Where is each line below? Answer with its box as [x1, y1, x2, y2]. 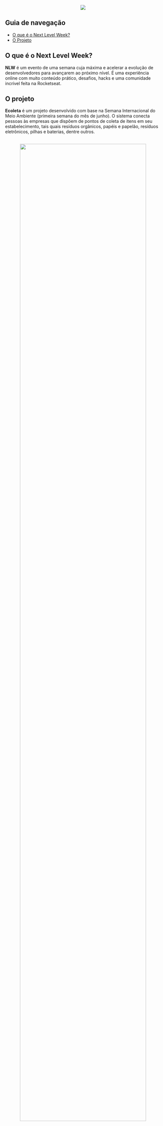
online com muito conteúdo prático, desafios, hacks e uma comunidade [5, 75, 151, 81]
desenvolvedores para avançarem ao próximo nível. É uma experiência [5, 70, 149, 76]
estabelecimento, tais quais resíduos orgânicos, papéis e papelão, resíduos [5, 124, 159, 130]
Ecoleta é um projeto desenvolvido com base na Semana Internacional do [5, 108, 156, 114]
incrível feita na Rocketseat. [5, 80, 62, 86]
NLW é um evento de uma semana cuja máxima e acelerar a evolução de [5, 64, 154, 70]
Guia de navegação [5, 19, 66, 27]
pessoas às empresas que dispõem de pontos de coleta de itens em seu [5, 118, 153, 124]
